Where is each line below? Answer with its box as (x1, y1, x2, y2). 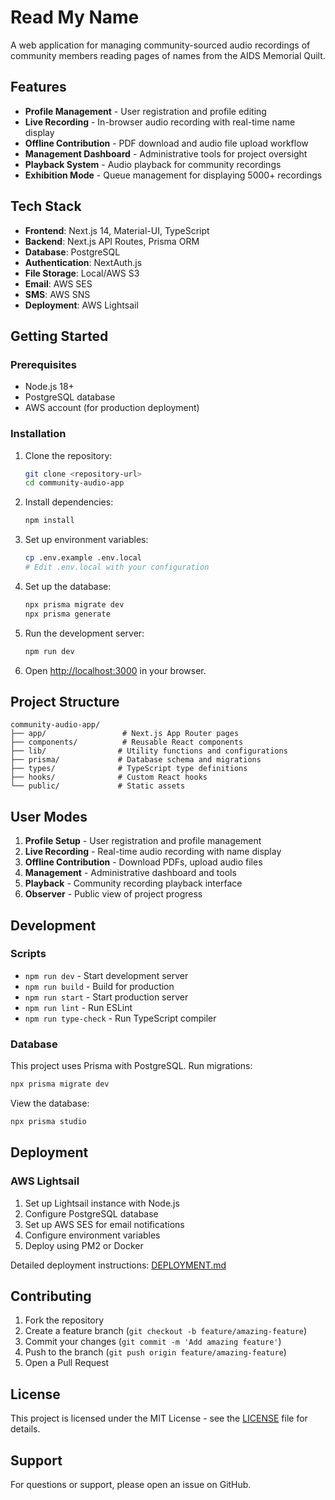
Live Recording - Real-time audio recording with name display (24, 846, 282, 858)
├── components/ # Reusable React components (10, 737, 244, 748)
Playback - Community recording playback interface (24, 877, 243, 890)
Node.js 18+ (24, 381, 75, 393)
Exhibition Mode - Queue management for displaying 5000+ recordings (24, 169, 323, 181)
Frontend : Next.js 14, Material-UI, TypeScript (24, 224, 210, 236)
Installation (10, 427, 67, 441)
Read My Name (10, 6, 140, 29)
